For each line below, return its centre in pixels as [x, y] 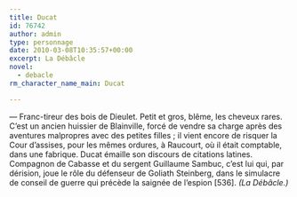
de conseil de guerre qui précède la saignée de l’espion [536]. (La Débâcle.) [149, 182]
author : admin [36, 34]
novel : [21, 67]
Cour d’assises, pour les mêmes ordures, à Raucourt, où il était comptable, [146, 145]
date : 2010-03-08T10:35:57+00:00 [71, 51]
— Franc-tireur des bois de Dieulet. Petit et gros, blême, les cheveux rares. [146, 116]
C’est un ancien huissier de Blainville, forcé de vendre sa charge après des [146, 126]
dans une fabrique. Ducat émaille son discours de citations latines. [131, 154]
